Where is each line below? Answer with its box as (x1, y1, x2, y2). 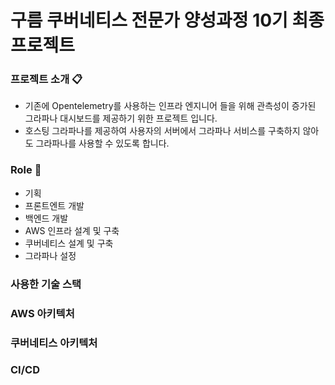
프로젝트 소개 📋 (10, 72, 83, 86)
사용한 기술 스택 (10, 277, 82, 291)
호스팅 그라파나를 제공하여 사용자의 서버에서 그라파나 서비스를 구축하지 (24, 125, 301, 137)
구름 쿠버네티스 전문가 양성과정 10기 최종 (10, 9, 325, 32)
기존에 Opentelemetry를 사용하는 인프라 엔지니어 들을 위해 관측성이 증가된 (24, 100, 317, 112)
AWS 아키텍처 (10, 306, 75, 320)
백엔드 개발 (24, 212, 69, 224)
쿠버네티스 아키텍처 (10, 336, 98, 350)
